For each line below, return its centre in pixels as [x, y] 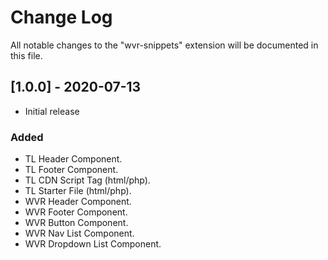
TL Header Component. [73, 159]
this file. [26, 55]
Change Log [61, 17]
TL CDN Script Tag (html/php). [87, 180]
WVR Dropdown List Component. [93, 244]
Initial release [52, 111]
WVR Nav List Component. [79, 233]
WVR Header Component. [78, 202]
